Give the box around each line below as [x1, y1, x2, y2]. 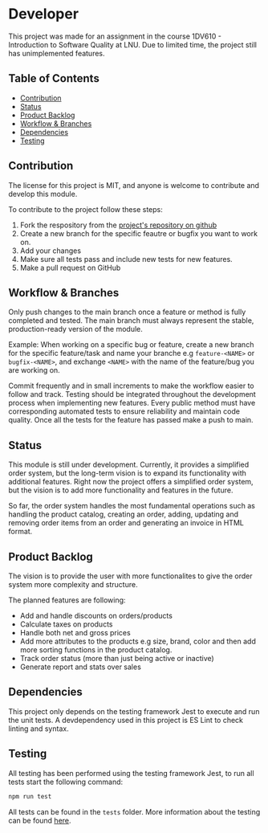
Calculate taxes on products [19, 619, 113, 629]
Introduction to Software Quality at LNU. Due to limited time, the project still [8, 39, 257, 49]
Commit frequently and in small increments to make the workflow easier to [8, 381, 254, 390]
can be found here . [8, 815, 71, 825]
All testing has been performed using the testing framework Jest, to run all [8, 768, 254, 778]
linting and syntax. [8, 724, 70, 733]
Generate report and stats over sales [19, 662, 142, 672]
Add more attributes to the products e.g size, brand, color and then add [19, 636, 257, 646]
